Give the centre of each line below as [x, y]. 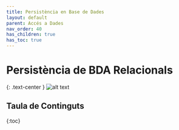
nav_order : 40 [24, 29]
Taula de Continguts [45, 106]
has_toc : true [24, 40]
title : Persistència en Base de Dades [55, 12]
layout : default [27, 18]
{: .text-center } [26, 87]
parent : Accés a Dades [35, 23]
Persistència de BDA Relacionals [89, 70]
